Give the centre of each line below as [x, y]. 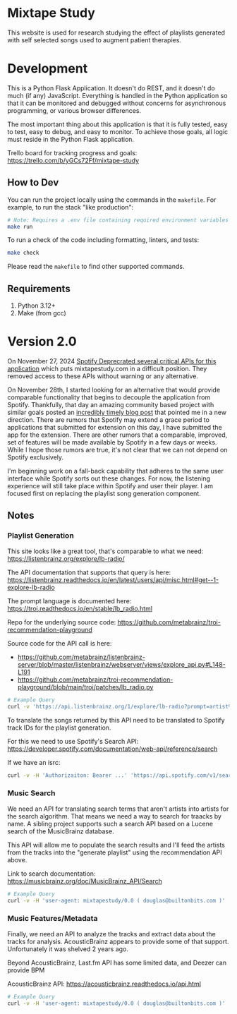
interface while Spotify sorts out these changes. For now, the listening [109, 478]
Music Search [31, 793]
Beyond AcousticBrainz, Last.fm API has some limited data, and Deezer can [117, 962]
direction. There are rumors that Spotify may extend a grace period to [109, 420]
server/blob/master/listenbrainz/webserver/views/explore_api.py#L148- [121, 664]
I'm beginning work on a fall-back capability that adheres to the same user [115, 471]
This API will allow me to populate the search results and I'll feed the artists [116, 845]
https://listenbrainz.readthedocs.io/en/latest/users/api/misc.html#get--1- [113, 579]
